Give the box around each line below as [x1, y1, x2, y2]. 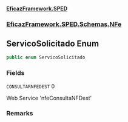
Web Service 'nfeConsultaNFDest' [6, 94, 92, 101]
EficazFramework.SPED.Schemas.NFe [6, 20, 122, 28]
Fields [6, 69, 25, 77]
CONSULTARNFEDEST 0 [6, 82, 55, 90]
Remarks [6, 109, 33, 118]
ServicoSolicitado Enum [6, 38, 99, 48]
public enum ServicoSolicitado [6, 54, 86, 60]
